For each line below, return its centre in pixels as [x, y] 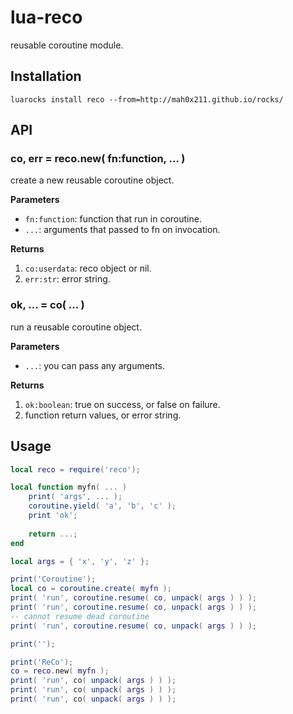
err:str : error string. [67, 279]
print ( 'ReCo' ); [42, 662]
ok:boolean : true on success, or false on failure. [122, 404]
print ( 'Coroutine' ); [53, 579]
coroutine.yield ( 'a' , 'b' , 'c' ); [102, 506]
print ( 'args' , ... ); [75, 497]
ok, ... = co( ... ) [47, 305]
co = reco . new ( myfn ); [60, 671]
